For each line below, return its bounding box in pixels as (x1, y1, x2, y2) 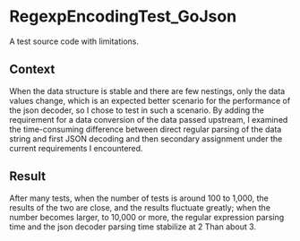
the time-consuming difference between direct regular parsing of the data (9, 124, 282, 134)
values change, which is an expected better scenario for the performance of (9, 95, 291, 106)
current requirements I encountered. (9, 142, 143, 153)
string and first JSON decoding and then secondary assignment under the (9, 133, 283, 144)
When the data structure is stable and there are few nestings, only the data (9, 85, 286, 96)
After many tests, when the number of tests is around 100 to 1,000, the (9, 193, 269, 203)
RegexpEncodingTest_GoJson (9, 6, 237, 27)
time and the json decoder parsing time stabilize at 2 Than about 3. (9, 221, 257, 232)
